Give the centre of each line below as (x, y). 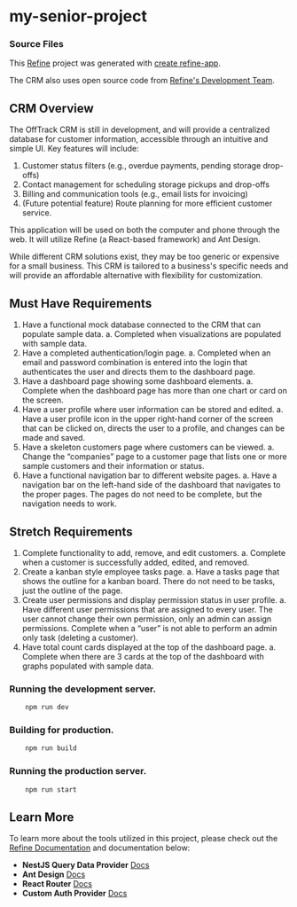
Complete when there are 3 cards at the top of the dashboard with (143, 656)
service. (37, 213)
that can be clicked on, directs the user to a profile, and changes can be (153, 428)
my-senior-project (78, 16)
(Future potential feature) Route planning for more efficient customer (147, 203)
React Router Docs (57, 884)
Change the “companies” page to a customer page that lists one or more (154, 457)
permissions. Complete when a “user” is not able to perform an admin (149, 628)
